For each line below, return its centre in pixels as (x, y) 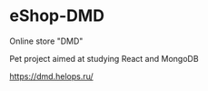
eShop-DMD (57, 16)
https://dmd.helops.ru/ (51, 76)
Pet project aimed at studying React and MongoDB (104, 58)
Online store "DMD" (46, 41)
